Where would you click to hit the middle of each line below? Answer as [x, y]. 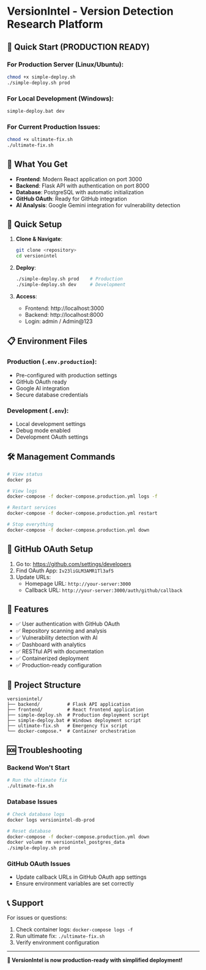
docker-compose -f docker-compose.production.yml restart [82, 513]
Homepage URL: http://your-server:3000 [78, 583]
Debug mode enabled [43, 430]
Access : [26, 296]
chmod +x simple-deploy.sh [41, 77]
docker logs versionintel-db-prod [51, 820]
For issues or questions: [37, 918]
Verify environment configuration [57, 942]
